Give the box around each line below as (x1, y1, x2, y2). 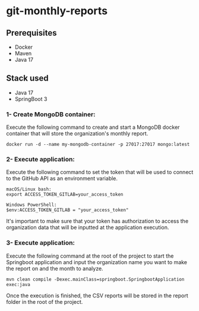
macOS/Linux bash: (6, 186, 52, 192)
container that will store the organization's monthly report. (6, 130, 149, 137)
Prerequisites (6, 28, 57, 38)
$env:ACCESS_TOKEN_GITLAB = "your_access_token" (6, 207, 129, 213)
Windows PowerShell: (6, 202, 58, 208)
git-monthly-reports (6, 4, 108, 18)
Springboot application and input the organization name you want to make (6, 258, 188, 265)
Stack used (6, 73, 49, 84)
